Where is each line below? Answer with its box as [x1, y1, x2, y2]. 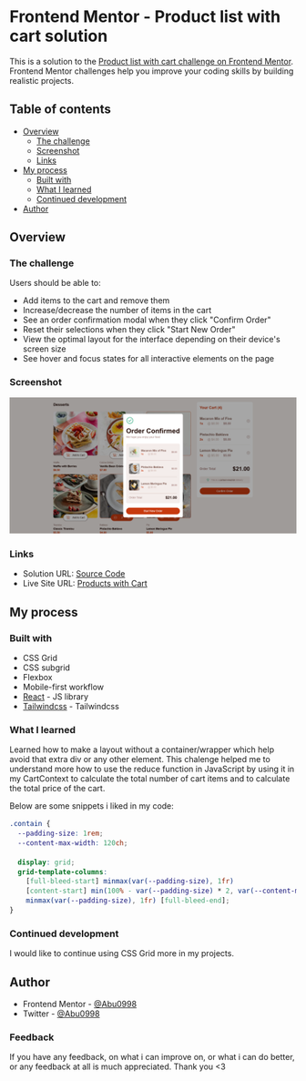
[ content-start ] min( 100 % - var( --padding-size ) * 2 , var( [25, 886, 255, 896]
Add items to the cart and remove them [22, 295, 170, 306]
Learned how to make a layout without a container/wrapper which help [9, 744, 275, 755]
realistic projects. [9, 75, 75, 86]
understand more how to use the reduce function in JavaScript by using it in [9, 763, 295, 775]
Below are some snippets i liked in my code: [9, 801, 175, 811]
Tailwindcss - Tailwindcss [22, 700, 120, 711]
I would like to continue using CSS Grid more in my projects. [9, 948, 235, 959]
